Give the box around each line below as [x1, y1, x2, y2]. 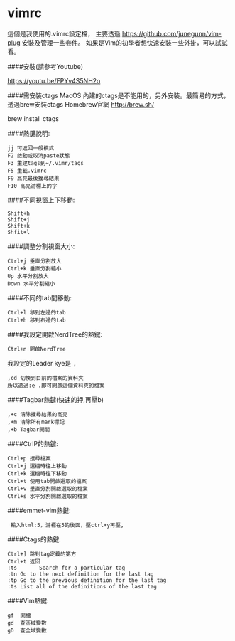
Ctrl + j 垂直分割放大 [7, 258, 62, 265]
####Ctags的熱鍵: [7, 535, 62, 544]
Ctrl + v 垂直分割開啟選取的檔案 [7, 485, 88, 492]
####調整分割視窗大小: [7, 242, 75, 250]
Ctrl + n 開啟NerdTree [7, 345, 66, 353]
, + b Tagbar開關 [7, 425, 50, 433]
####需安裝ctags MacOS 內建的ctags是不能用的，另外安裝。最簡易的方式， [7, 91, 230, 100]
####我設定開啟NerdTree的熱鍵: [7, 329, 103, 339]
